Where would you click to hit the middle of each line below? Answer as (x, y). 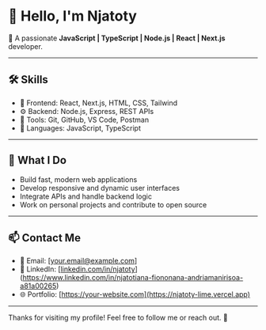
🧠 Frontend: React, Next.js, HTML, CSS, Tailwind (99, 103)
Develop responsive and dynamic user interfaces (100, 188)
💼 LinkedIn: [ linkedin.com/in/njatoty (78, 269)
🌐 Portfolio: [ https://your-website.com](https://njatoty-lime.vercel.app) (135, 294)
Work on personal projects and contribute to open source (113, 204)
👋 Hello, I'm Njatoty (72, 16)
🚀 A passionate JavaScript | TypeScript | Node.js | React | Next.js (117, 38)
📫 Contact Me (45, 238)
